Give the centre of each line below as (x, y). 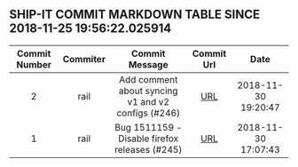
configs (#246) (148, 113)
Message (148, 64)
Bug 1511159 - (149, 127)
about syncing (149, 91)
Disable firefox (149, 139)
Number (34, 64)
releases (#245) (148, 149)
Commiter (84, 59)
